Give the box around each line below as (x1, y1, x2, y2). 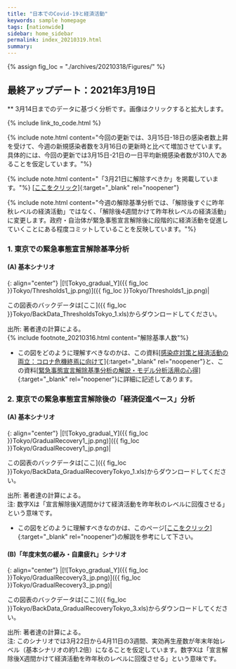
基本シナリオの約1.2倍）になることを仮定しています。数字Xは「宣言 (25, 646, 222, 654)
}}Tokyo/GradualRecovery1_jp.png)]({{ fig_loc (7, 437, 140, 445)
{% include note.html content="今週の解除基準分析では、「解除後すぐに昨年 (7, 198, 225, 206)
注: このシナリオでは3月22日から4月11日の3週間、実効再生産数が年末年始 (7, 637, 220, 645)
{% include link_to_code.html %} (7, 118, 102, 127)
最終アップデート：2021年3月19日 (7, 85, 156, 96)
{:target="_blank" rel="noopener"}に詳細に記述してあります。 (17, 375, 197, 383)
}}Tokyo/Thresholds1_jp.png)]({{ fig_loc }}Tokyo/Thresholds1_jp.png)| (7, 286, 210, 294)
